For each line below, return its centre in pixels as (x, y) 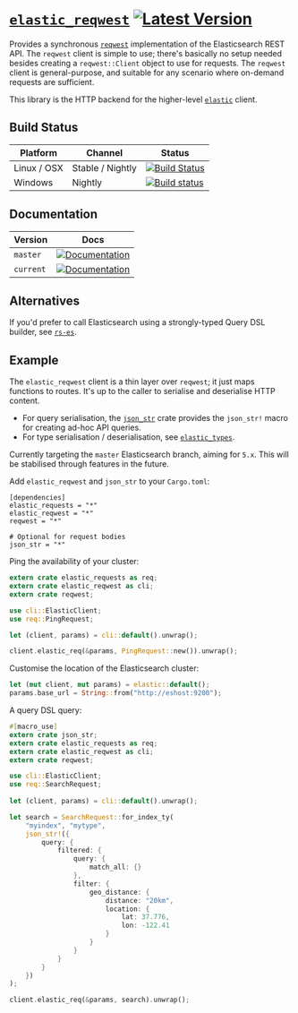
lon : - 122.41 (145, 926)
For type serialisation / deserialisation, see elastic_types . (128, 437)
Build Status (44, 128)
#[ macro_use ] (34, 727)
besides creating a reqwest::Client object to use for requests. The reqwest (148, 63)
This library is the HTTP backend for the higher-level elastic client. (133, 99)
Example (34, 360)
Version (31, 239)
